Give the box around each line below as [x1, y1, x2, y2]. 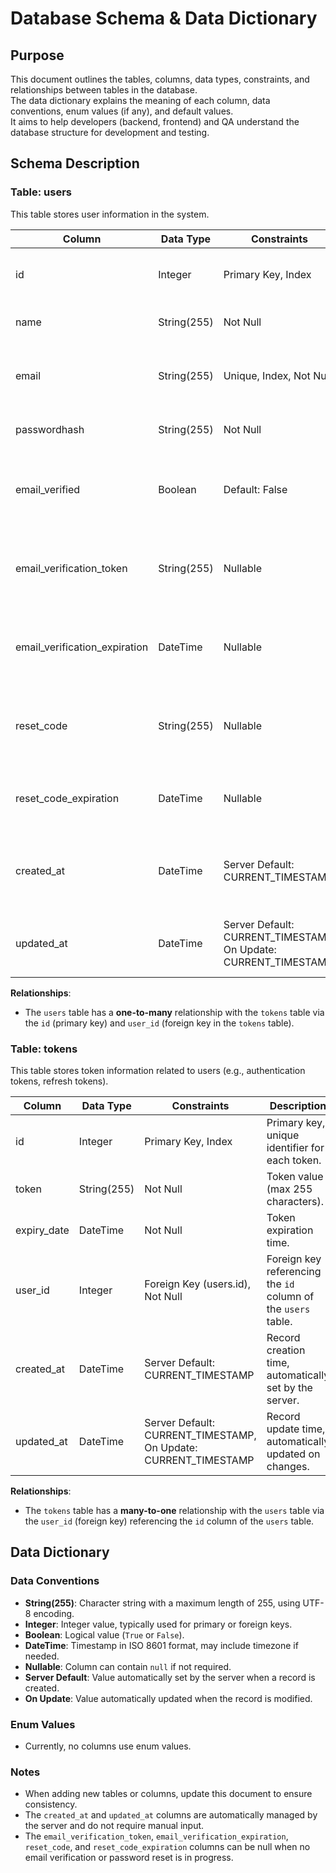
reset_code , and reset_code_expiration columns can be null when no [24, 1841, 311, 1853]
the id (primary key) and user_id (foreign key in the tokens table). [24, 1017, 295, 1029]
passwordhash [15, 422, 85, 436]
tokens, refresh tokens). [10, 1075, 109, 1087]
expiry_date [15, 1223, 70, 1237]
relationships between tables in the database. [10, 84, 198, 96]
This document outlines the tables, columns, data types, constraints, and [10, 73, 310, 85]
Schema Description [10, 155, 140, 172]
